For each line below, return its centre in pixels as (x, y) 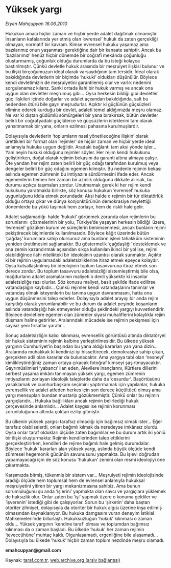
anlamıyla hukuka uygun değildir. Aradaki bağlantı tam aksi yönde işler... (81, 146)
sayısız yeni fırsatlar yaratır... (35, 325)
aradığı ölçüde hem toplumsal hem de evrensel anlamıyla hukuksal (75, 480)
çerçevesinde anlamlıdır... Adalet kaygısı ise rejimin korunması (70, 406)
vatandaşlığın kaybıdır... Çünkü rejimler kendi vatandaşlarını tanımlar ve (80, 287)
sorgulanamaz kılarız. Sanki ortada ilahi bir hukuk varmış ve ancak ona (79, 88)
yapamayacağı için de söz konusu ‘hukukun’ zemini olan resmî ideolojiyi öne (85, 459)
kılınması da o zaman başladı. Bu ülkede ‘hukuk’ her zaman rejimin (75, 529)
